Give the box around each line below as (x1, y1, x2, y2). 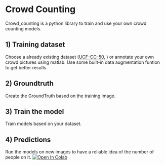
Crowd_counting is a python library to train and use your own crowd (5, 20, 147, 26)
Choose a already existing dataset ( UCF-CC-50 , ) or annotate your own (5, 54, 154, 60)
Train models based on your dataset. (5, 120, 82, 127)
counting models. (5, 25, 42, 31)
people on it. (5, 154, 31, 160)
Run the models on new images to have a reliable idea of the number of (5, 149, 154, 155)
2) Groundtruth (5, 79, 54, 88)
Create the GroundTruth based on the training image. (5, 93, 116, 99)
